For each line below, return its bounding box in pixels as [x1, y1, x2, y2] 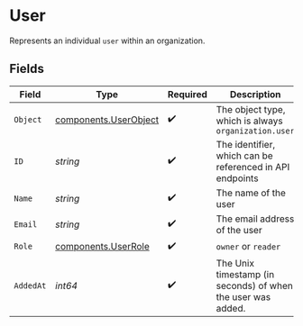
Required [167, 87, 207, 100]
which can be [216, 149, 273, 162]
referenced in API [216, 160, 290, 173]
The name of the [216, 186, 287, 199]
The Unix [216, 257, 255, 269]
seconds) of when [216, 279, 293, 292]
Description [229, 87, 281, 100]
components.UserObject [55, 113, 160, 126]
